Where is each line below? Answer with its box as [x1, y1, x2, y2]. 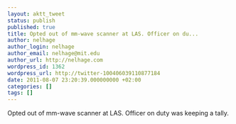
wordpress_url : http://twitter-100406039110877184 [7, 69, 161, 77]
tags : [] [7, 89, 33, 96]
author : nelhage [7, 37, 55, 44]
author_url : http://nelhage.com [7, 57, 103, 64]
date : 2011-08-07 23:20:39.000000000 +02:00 [7, 76, 141, 84]
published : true [7, 23, 55, 30]
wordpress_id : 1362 [7, 63, 65, 70]
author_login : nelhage [7, 43, 75, 50]
